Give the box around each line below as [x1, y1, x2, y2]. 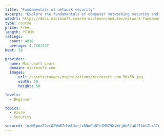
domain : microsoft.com [9, 66, 56, 70]
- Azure [9, 110, 25, 115]
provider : [5, 56, 25, 61]
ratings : [5, 34, 23, 39]
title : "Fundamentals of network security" [5, 7, 95, 12]
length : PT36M [5, 30, 34, 34]
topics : [5, 105, 21, 111]
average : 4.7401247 [9, 43, 49, 48]
